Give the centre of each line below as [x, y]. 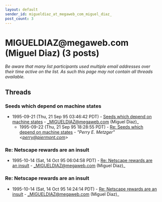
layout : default [21, 9]
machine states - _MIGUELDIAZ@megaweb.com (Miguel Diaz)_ [75, 122]
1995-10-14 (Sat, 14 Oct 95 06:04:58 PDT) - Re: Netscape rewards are [82, 161]
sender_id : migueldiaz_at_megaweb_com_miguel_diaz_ [58, 14]
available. [15, 77]
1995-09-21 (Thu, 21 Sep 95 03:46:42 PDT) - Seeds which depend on [82, 117]
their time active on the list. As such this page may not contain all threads [79, 72]
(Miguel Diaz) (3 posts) [52, 53]
